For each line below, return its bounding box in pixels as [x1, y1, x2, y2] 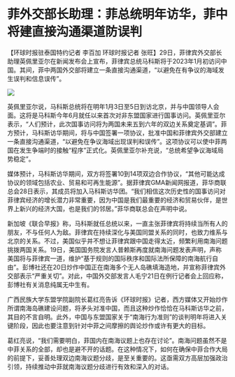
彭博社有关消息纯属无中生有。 [7, 280, 93, 288]
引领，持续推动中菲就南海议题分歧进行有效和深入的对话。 [7, 362, 173, 371]
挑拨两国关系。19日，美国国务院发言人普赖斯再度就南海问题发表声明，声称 [7, 245, 222, 253]
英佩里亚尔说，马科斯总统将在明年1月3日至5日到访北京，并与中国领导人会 [7, 102, 220, 110]
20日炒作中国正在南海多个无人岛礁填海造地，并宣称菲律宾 [52, 263, 220, 271]
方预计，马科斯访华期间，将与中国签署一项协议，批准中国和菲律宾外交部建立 [7, 128, 228, 137]
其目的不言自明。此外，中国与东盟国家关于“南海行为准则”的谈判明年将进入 [7, 312, 222, 321]
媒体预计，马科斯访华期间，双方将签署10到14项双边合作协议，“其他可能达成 [7, 169, 225, 178]
